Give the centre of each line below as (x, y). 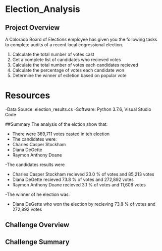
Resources (28, 96)
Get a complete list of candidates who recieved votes (67, 60)
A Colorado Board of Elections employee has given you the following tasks (81, 39)
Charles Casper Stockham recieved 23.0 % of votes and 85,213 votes (83, 174)
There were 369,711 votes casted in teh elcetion (61, 134)
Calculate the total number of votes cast (53, 54)
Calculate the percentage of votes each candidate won (68, 70)
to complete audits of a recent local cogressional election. (64, 45)
